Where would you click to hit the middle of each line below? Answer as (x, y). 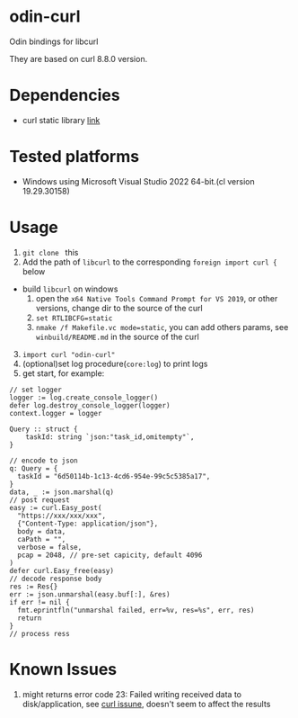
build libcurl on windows (70, 289)
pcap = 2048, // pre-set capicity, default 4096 (110, 555)
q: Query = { (34, 468)
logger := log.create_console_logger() (84, 398)
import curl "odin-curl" (69, 355)
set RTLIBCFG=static (74, 318)
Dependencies (65, 95)
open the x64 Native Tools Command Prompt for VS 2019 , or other (157, 298)
